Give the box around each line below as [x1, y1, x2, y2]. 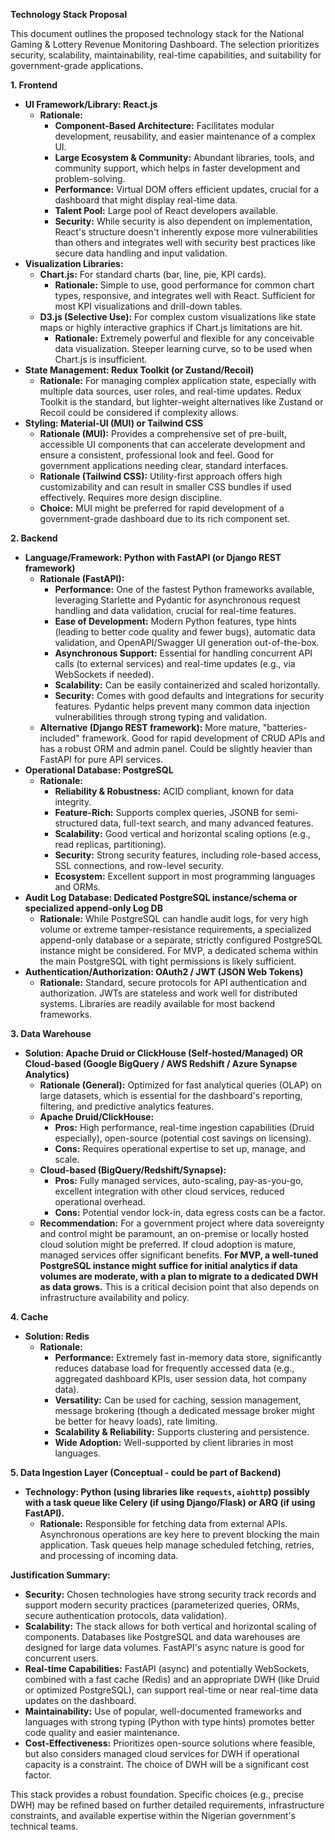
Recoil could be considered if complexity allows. [39, 407, 240, 418]
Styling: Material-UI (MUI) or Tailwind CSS [24, 417, 204, 429]
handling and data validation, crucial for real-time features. [54, 605, 297, 616]
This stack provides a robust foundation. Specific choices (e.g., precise [10, 1789, 304, 1800]
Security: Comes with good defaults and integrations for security [54, 690, 325, 701]
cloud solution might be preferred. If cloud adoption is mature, [39, 1239, 297, 1250]
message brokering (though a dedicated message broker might [54, 1405, 315, 1416]
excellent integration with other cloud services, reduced [54, 1185, 285, 1197]
